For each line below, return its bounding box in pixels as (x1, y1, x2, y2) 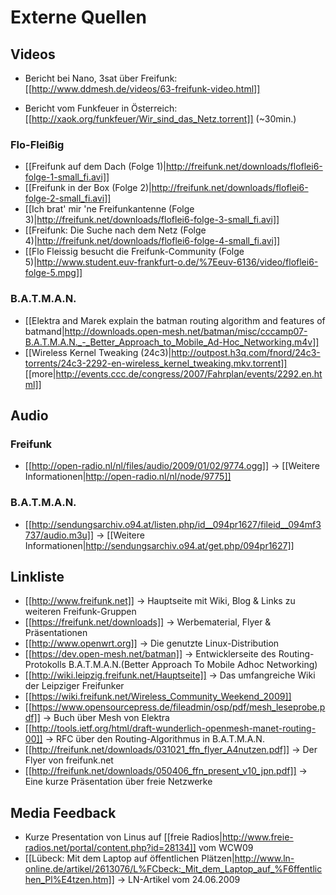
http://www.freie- (221, 831, 294, 843)
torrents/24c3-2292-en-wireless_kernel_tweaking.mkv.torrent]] (24, 357, 288, 369)
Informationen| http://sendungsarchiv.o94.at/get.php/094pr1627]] (24, 539, 295, 551)
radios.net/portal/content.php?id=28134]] (24, 842, 197, 854)
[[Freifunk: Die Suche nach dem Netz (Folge (24, 224, 207, 236)
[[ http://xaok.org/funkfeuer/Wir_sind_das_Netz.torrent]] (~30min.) (24, 113, 297, 125)
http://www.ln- (234, 852, 295, 865)
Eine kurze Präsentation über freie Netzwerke (24, 776, 213, 788)
